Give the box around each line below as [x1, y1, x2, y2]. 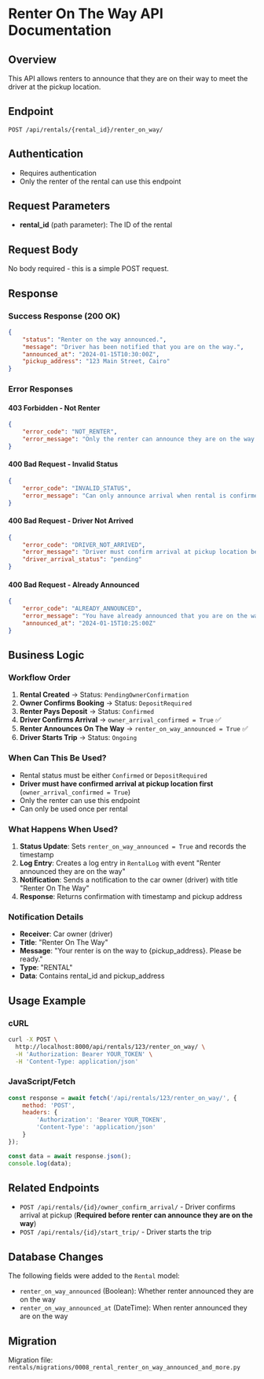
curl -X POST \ [8, 1035, 58, 1043]
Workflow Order [8, 671, 71, 682]
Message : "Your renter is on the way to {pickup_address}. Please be [19, 946, 242, 956]
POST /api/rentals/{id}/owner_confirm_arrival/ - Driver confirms [19, 1202, 236, 1212]
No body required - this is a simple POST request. [8, 264, 169, 273]
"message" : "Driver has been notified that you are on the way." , [22, 343, 244, 351]
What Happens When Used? [8, 823, 119, 834]
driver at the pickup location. [8, 82, 101, 91]
